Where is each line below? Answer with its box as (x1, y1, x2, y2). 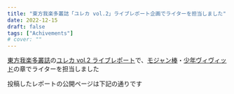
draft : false (7, 23, 46, 30)
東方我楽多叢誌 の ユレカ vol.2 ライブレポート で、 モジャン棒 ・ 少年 (7, 56, 196, 65)
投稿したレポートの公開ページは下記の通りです (7, 79, 142, 88)
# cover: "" (7, 36, 42, 43)
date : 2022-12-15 (7, 17, 58, 24)
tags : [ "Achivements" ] (7, 29, 74, 37)
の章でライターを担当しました (13, 65, 99, 73)
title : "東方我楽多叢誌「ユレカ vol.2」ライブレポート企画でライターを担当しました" (7, 10, 226, 17)
